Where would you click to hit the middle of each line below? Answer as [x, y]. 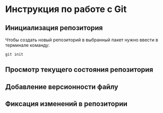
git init [14, 54]
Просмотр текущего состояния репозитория [79, 70]
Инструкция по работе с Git [66, 9]
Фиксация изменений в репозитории [66, 104]
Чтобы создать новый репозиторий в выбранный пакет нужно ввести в [82, 40]
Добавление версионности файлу [62, 87]
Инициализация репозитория [54, 28]
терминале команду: [28, 45]
